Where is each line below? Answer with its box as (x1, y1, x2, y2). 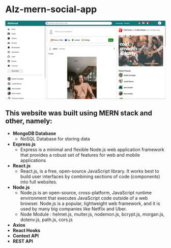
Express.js (12, 141, 36, 147)
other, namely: (5, 117, 52, 125)
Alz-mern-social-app (5, 4, 97, 15)
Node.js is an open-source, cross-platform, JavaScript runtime (20, 189, 152, 196)
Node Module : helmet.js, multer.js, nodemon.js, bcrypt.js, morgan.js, (20, 211, 165, 217)
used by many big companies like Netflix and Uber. (20, 205, 127, 211)
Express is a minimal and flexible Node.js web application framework (20, 146, 164, 153)
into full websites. (20, 179, 58, 185)
